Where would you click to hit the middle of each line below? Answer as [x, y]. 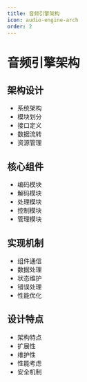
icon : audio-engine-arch [43, 20]
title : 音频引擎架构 [33, 13]
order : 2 [20, 26]
